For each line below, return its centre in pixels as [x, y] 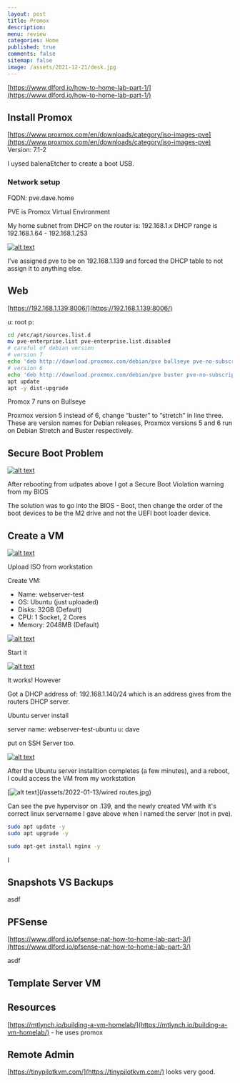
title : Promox [29, 21]
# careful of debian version [51, 348]
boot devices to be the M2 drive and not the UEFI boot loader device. [109, 513]
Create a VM [36, 535]
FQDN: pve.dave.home [41, 198]
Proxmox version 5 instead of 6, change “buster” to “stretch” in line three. [115, 416]
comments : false [31, 54]
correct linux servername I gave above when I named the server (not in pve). [120, 814]
